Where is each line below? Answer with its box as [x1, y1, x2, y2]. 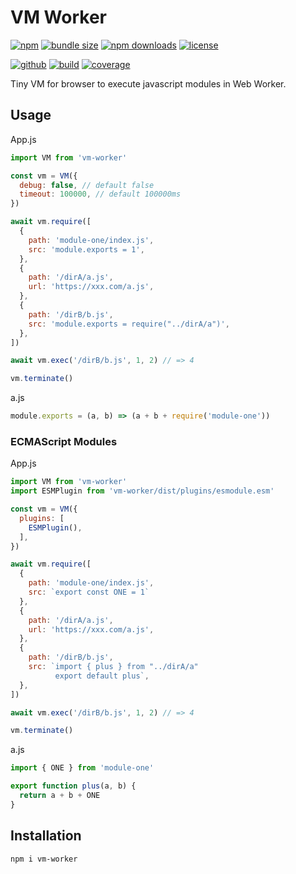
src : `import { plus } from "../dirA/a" [28, 662, 199, 672]
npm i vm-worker [10, 854, 78, 864]
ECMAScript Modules [10, 434, 118, 448]
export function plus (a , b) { [10, 781, 137, 791]
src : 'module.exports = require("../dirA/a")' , [28, 319, 230, 329]
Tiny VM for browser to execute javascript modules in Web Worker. [10, 77, 287, 90]
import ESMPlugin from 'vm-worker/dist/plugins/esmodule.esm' [10, 486, 275, 496]
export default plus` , [54, 671, 150, 681]
